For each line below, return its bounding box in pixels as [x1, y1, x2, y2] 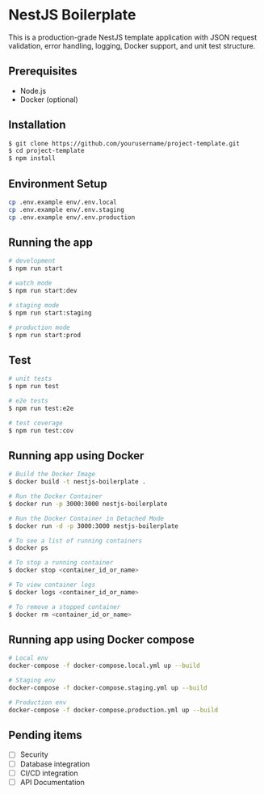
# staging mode [8, 301, 60, 309]
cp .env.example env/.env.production [8, 213, 136, 222]
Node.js [19, 86, 47, 95]
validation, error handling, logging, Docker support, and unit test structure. [8, 40, 256, 50]
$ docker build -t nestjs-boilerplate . [8, 478, 147, 486]
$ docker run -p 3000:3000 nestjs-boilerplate [8, 500, 168, 508]
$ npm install [8, 154, 57, 163]
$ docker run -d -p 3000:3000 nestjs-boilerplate [8, 522, 179, 530]
